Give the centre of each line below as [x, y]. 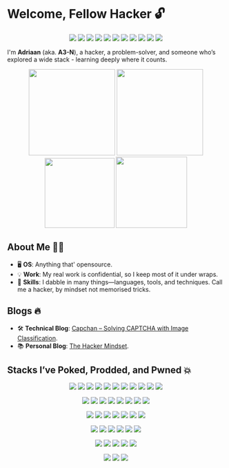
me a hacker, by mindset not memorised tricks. [84, 289]
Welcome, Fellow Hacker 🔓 [86, 14]
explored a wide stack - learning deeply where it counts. [87, 59]
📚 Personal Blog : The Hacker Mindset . [73, 346]
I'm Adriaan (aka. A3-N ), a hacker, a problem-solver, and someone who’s [111, 52]
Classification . [37, 338]
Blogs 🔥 [24, 311]
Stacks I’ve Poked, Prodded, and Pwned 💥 [99, 370]
